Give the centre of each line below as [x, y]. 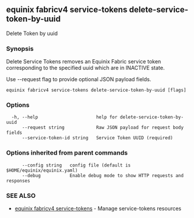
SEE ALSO [21, 195]
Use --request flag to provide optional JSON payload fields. [79, 79]
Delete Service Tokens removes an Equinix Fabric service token [84, 62]
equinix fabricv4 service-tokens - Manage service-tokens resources [98, 209]
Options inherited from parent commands [67, 153]
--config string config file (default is [76, 165]
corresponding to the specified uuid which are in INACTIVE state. [85, 68]
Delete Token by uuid [32, 33]
